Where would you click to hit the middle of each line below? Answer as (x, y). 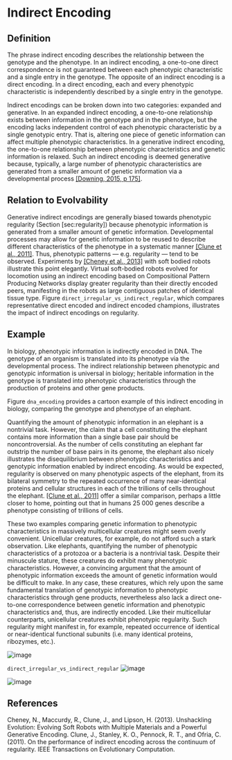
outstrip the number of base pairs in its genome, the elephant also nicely (111, 451)
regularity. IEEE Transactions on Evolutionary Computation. (91, 750)
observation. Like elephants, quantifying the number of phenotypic (102, 545)
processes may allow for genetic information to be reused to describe (107, 239)
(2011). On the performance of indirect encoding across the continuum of (111, 742)
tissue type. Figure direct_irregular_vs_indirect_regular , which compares (116, 298)
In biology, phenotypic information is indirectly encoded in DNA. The (105, 351)
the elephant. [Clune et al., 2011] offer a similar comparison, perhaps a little (114, 496)
